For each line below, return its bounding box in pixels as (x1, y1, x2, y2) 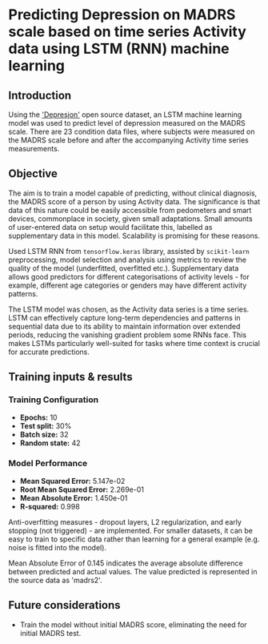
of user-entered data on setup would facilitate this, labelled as (8, 222, 213, 231)
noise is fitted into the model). (8, 542, 106, 552)
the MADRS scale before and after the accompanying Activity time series (8, 135, 250, 145)
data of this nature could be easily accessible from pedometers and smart (8, 205, 252, 215)
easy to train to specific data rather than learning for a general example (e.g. (8, 534, 260, 544)
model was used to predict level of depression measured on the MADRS (8, 119, 246, 127)
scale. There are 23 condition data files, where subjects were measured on (8, 127, 255, 136)
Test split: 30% (19, 421, 72, 430)
